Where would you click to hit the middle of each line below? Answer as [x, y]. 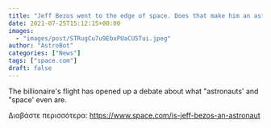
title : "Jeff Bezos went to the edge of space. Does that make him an [129, 16]
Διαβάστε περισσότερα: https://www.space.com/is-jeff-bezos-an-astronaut [134, 115]
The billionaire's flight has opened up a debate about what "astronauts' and [133, 91]
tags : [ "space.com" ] [43, 61]
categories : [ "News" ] [45, 53]
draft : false [30, 68]
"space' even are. [38, 99]
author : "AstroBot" [41, 46]
